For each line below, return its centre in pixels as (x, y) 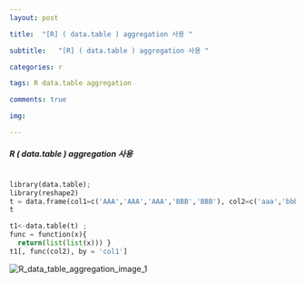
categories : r (36, 67)
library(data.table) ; (50, 184)
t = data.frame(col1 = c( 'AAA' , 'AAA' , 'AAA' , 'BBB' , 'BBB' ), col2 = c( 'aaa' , (146, 201)
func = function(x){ (49, 235)
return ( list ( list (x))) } (64, 243)
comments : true (38, 100)
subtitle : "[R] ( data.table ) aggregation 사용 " (109, 51)
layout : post (34, 18)
